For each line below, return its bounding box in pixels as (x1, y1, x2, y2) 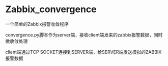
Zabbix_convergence (5, 4, 97, 15)
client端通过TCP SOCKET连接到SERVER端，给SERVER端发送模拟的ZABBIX (5, 49, 162, 55)
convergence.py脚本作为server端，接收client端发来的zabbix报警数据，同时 (5, 31, 163, 38)
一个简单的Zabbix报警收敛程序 (5, 21, 69, 27)
